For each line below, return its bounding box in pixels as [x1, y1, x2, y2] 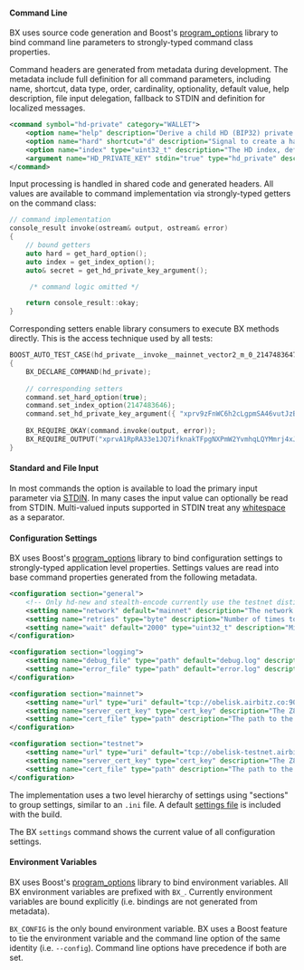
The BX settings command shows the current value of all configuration [9, 826, 276, 837]
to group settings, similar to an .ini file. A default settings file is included [9, 799, 281, 810]
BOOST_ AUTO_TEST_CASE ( [9, 351, 95, 360]
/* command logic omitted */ [29, 282, 140, 292]
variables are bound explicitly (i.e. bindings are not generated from [9, 896, 258, 907]
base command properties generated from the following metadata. [9, 571, 258, 583]
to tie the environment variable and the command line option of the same [9, 933, 280, 944]
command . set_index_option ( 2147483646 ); [25, 401, 176, 410]
